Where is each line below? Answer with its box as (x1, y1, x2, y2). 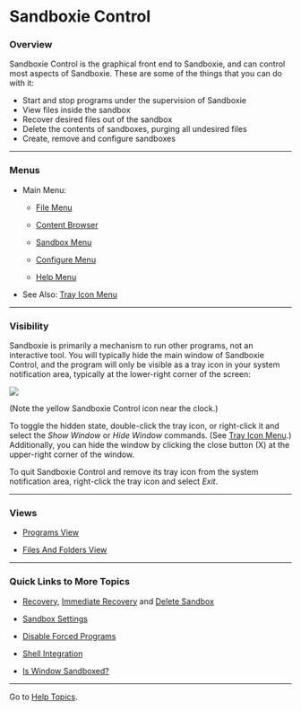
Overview (9, 39, 53, 51)
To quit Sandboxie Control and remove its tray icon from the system (9, 467, 259, 478)
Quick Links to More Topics (9, 575, 130, 588)
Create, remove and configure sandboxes (21, 133, 176, 145)
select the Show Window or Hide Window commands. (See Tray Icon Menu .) (9, 430, 292, 441)
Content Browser (35, 219, 99, 230)
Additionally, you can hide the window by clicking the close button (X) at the (9, 440, 290, 451)
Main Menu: (21, 184, 67, 195)
